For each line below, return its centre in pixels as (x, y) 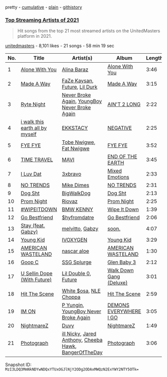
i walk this (32, 122)
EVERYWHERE (125, 311)
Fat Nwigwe (76, 149)
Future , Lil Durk (80, 87)
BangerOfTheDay (82, 353)
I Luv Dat (31, 174)
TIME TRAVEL (37, 160)
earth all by (34, 128)
